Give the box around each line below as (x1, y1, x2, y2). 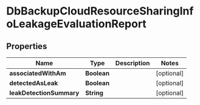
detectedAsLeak (9, 79, 58, 87)
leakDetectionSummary (9, 89, 80, 97)
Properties (6, 41, 47, 51)
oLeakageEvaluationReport (6, 17, 147, 31)
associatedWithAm (9, 69, 66, 77)
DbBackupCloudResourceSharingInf (6, 4, 194, 18)
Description (115, 59, 150, 67)
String (84, 89, 103, 97)
